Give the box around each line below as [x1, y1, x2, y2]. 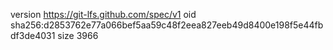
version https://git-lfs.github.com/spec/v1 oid [10, 9, 197, 20]
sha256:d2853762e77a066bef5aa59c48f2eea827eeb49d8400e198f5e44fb [10, 19, 324, 31]
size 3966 [57, 30, 99, 41]
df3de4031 [10, 30, 56, 41]
